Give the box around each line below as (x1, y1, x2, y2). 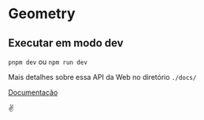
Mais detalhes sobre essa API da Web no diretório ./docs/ (8, 73, 197, 81)
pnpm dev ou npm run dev (8, 57, 88, 66)
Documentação (8, 88, 58, 97)
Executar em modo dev (8, 36, 124, 50)
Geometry (8, 5, 76, 23)
